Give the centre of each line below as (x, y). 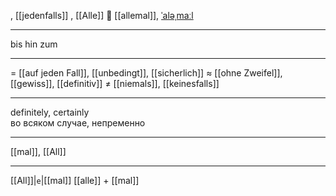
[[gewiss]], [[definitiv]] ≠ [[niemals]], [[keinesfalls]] (115, 83)
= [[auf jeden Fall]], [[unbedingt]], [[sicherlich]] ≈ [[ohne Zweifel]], (146, 73)
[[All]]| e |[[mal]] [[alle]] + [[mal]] (75, 180)
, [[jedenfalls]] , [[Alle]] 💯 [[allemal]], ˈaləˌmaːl (102, 15)
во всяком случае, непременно (78, 123)
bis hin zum (34, 44)
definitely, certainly (50, 112)
